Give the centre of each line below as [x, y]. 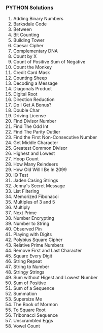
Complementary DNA [35, 51]
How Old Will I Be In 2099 [40, 170]
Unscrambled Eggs [33, 321]
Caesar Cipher [28, 46]
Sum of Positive [29, 283]
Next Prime [25, 213]
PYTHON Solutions [30, 8]
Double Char [26, 110]
